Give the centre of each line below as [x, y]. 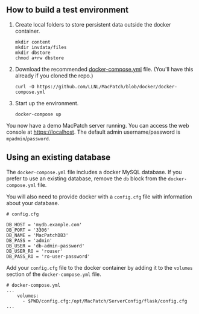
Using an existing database [58, 158]
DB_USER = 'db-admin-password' [46, 246]
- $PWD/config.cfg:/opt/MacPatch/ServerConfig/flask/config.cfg [105, 301]
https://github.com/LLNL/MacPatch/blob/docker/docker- [107, 87]
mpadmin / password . [28, 138]
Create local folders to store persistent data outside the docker [93, 24]
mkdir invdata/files [41, 47]
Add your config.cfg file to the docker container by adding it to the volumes [99, 267]
